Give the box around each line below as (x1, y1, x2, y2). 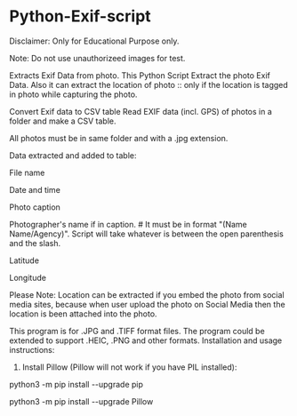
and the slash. (9, 237, 60, 248)
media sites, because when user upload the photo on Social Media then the (9, 299, 286, 309)
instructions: (9, 344, 55, 355)
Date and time (9, 184, 60, 195)
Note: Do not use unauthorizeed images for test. (9, 52, 186, 63)
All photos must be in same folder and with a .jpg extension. (9, 132, 229, 143)
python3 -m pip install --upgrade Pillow (9, 396, 154, 406)
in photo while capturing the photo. (9, 89, 138, 100)
